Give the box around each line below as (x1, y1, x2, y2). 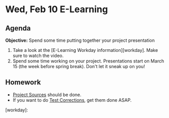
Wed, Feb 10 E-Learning (5, 4, 108, 15)
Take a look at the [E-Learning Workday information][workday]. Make (12, 47, 158, 53)
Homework (5, 78, 41, 87)
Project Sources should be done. (12, 92, 81, 98)
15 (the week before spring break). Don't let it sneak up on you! (12, 64, 145, 69)
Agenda (5, 24, 31, 33)
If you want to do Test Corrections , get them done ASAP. (12, 97, 132, 103)
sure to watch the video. (12, 52, 64, 58)
